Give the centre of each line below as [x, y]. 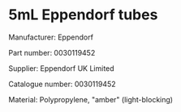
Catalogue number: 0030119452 [62, 84]
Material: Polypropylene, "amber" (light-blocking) [90, 99]
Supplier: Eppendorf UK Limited [62, 68]
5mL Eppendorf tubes [83, 15]
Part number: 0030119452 [52, 52]
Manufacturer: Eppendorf [51, 37]
